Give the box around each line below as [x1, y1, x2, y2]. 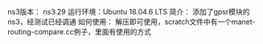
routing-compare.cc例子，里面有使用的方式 [7, 27, 152, 36]
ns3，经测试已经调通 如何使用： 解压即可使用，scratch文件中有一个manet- [7, 17, 256, 26]
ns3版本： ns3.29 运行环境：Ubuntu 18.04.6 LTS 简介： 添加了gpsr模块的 [7, 7, 250, 16]
